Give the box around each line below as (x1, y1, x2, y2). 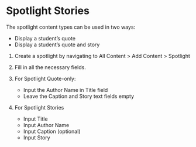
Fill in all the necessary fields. (14, 63, 86, 71)
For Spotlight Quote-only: (14, 75, 76, 82)
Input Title (23, 115, 48, 122)
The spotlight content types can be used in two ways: (6, 23, 136, 30)
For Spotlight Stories (14, 104, 64, 111)
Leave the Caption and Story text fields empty (23, 93, 135, 100)
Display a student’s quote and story (14, 41, 100, 48)
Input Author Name (23, 121, 70, 128)
